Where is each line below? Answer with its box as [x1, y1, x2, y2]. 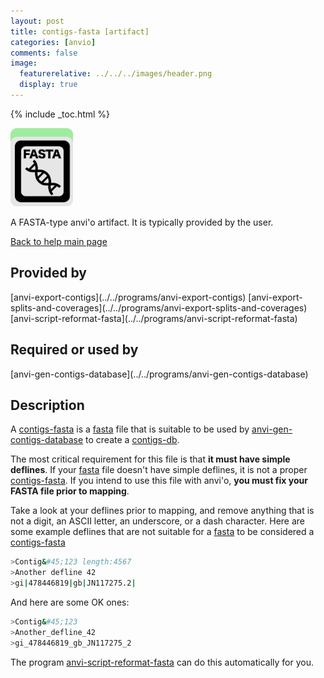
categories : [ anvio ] [10, 37, 97, 47]
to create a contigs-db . [85, 434, 180, 446]
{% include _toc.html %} [10, 108, 111, 120]
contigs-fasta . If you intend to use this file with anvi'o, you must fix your [10, 475, 308, 487]
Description [10, 396, 85, 414]
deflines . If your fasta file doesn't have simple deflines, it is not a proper [10, 464, 308, 476]
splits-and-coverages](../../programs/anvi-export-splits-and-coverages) [10, 301, 308, 314]
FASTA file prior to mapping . [10, 485, 130, 497]
